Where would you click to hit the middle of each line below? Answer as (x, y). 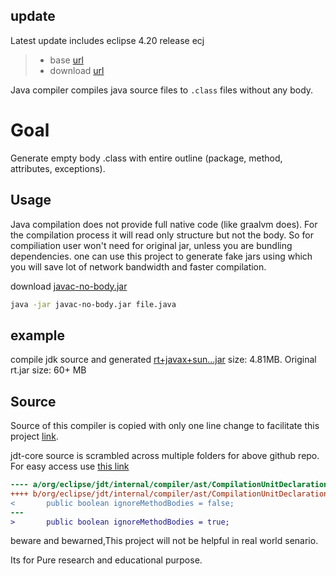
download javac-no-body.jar (69, 286)
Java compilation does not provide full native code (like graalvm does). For (164, 224)
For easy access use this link (70, 466)
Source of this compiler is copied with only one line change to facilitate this (165, 426)
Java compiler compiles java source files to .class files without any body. (162, 90)
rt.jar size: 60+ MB (48, 370)
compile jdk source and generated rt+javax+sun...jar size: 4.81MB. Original (163, 360)
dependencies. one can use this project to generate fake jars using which (161, 256)
